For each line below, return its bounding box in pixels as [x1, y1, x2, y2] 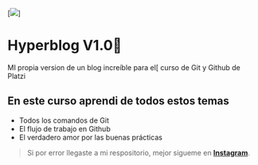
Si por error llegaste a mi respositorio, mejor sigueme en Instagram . [26, 147, 250, 157]
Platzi [7, 71, 25, 81]
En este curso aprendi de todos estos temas [7, 94, 230, 108]
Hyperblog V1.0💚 [7, 37, 123, 55]
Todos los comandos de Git [18, 116, 109, 125]
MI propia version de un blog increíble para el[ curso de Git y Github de [7, 62, 240, 72]
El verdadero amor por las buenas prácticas [18, 132, 162, 142]
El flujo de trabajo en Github [18, 124, 111, 133]
